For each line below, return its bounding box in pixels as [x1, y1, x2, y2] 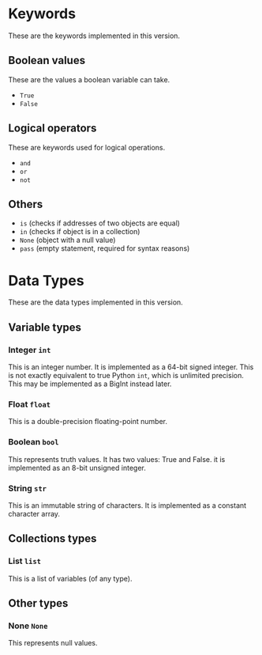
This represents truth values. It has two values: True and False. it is [8, 454, 226, 464]
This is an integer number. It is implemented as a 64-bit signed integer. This [8, 362, 254, 372]
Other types [8, 596, 69, 610]
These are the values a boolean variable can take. [8, 74, 170, 84]
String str [8, 483, 47, 494]
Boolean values [8, 54, 85, 67]
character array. [8, 509, 61, 518]
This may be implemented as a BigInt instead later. [8, 379, 172, 388]
